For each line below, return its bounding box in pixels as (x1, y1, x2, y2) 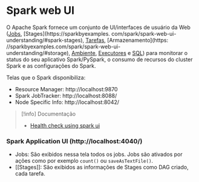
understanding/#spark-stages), (6, 36, 85, 44)
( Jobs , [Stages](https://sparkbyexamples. (6, 30, 111, 37)
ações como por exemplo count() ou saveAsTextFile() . (15, 157, 153, 164)
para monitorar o (146, 49, 188, 56)
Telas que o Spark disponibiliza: (6, 74, 86, 81)
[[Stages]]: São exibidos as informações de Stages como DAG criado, (15, 164, 189, 171)
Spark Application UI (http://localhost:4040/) (6, 137, 143, 145)
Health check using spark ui (30, 122, 100, 129)
